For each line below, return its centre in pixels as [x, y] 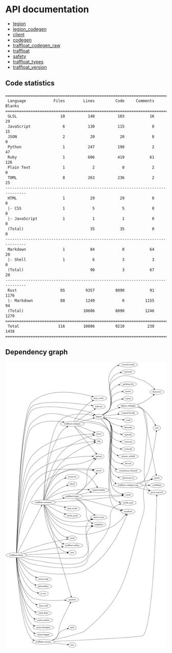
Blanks [12, 106]
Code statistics [30, 83]
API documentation [47, 9]
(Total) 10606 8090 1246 [81, 311]
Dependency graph [37, 352]
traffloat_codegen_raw [36, 45]
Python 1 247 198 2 [81, 147]
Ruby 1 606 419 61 [81, 157]
